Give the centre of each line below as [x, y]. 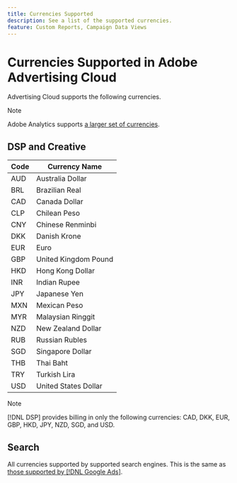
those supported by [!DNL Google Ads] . [65, 472]
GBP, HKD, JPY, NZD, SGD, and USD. [61, 425]
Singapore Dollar [64, 352]
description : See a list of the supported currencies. [90, 21]
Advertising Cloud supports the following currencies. [84, 97]
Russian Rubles [62, 340]
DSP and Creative [47, 146]
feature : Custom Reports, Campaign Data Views [77, 27]
